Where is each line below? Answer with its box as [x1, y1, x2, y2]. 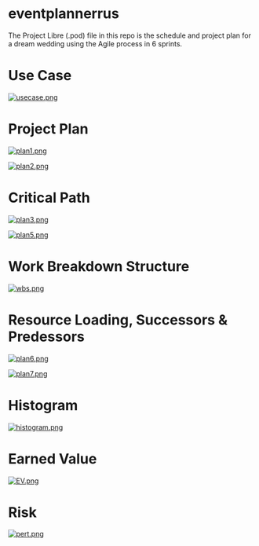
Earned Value [8, 449, 97, 467]
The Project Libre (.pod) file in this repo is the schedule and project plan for [8, 31, 251, 40]
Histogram [8, 396, 78, 414]
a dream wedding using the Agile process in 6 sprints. [8, 38, 183, 48]
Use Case [8, 67, 72, 85]
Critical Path [8, 189, 90, 207]
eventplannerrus [8, 5, 119, 23]
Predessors [8, 328, 85, 346]
